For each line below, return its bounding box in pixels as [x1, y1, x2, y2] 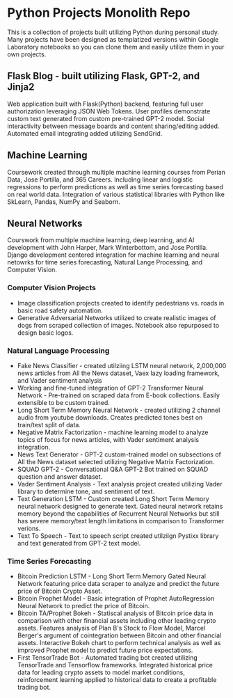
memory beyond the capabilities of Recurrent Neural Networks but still [17, 509, 220, 518]
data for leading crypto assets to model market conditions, [17, 668, 186, 676]
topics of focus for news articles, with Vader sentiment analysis [17, 435, 200, 443]
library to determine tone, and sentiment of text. [17, 487, 155, 495]
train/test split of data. [17, 420, 81, 429]
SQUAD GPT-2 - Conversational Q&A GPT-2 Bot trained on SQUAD [17, 465, 209, 473]
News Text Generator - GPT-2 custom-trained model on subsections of [17, 450, 221, 459]
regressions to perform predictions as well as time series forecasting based [7, 182, 224, 191]
